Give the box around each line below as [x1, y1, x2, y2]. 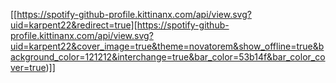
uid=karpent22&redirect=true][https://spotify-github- [10, 19, 230, 31]
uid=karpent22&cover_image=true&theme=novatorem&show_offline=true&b [10, 40, 325, 52]
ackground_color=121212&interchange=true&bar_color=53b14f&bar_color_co [10, 51, 326, 63]
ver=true [10, 62, 47, 73]
